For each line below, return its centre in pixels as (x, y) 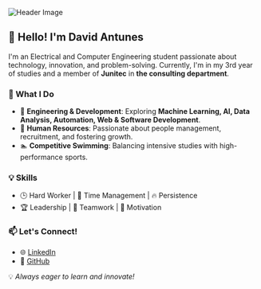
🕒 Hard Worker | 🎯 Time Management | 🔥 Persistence (109, 196)
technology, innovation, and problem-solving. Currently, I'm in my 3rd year (130, 64)
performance (42, 157)
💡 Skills (23, 178)
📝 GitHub (35, 261)
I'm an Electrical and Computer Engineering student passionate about (123, 57)
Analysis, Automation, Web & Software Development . (110, 120)
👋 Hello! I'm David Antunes (76, 37)
